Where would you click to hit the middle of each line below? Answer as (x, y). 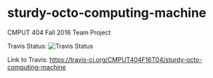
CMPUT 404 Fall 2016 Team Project (59, 32)
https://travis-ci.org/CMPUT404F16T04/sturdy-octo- (125, 59)
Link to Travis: (27, 59)
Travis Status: (27, 46)
